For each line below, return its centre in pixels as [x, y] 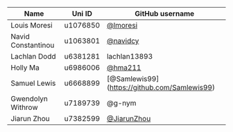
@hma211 [124, 67]
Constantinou [33, 45]
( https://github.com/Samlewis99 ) [161, 87]
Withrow [24, 107]
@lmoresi [122, 25]
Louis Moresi [32, 25]
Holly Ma [25, 67]
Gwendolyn [29, 98]
